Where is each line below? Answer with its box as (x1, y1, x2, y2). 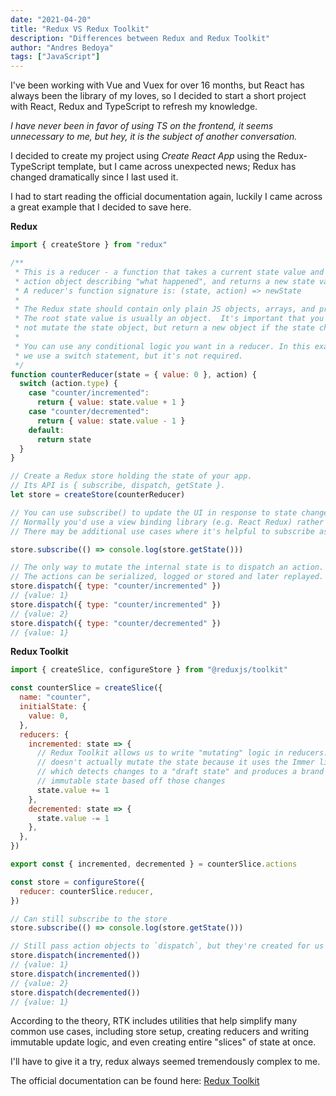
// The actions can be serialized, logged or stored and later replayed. (10, 572, 325, 582)
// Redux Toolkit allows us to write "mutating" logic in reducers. (36, 748, 329, 758)
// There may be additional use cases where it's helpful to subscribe (10, 526, 315, 536)
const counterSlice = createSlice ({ (10, 683, 163, 693)
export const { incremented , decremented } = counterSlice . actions (10, 859, 298, 869)
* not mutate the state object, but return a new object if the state (14, 323, 315, 333)
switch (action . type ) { (19, 379, 118, 389)
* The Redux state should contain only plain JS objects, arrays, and (14, 304, 315, 315)
